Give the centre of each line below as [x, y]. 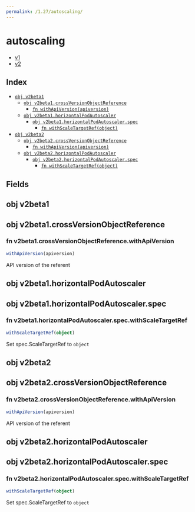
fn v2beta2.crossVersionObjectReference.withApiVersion [91, 400]
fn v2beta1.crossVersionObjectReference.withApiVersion [90, 241]
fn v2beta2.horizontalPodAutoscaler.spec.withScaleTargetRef [97, 479]
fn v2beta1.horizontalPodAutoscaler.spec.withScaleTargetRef [97, 320]
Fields [18, 184]
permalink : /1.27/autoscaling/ [44, 12]
